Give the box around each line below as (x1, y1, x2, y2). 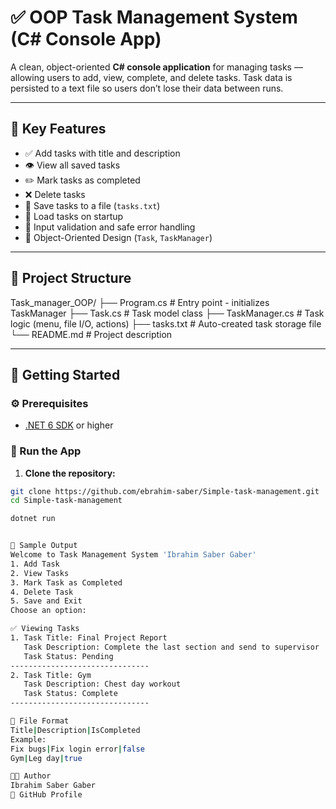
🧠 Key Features (10, 121, 107, 138)
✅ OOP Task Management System (10, 6, 298, 29)
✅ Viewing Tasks (10, 624, 80, 634)
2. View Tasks (10, 568, 70, 578)
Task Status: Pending (23, 651, 114, 661)
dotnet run (10, 514, 56, 524)
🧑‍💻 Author (10, 771, 52, 781)
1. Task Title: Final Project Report (10, 633, 168, 643)
